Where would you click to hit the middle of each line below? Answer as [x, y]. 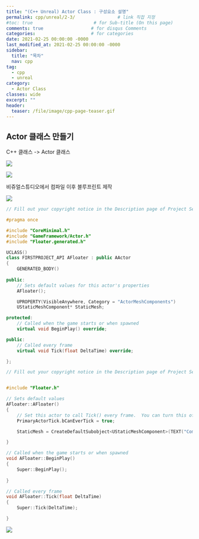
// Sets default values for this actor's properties [83, 286]
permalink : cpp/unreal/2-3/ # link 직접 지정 [81, 17]
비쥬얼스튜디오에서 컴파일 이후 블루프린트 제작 [59, 187]
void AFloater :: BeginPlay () [41, 459]
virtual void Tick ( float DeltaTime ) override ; [75, 351]
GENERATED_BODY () [38, 269]
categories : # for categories [70, 34]
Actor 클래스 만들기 [40, 136]
